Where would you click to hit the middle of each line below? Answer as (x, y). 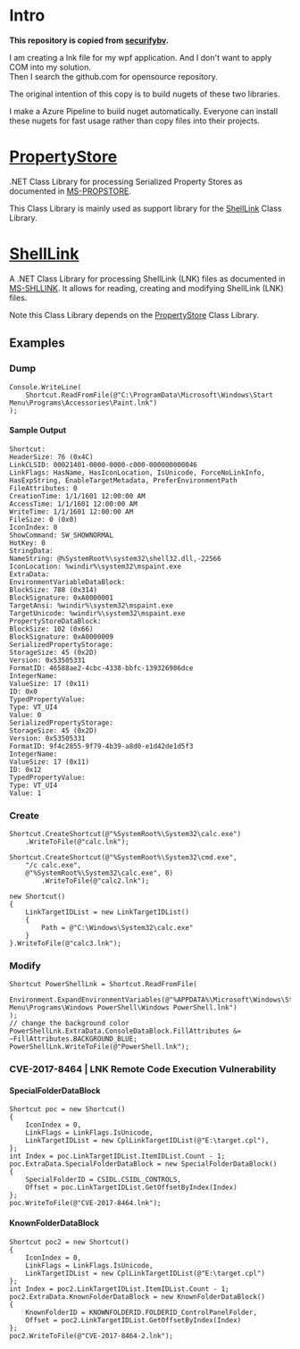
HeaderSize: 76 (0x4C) (51, 457)
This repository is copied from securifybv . (89, 40)
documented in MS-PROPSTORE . (71, 191)
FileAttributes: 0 (43, 488)
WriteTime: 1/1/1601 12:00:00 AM (71, 511)
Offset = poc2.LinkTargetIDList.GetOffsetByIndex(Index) (133, 1320)
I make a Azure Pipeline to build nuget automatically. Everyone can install (144, 111)
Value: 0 (25, 715)
